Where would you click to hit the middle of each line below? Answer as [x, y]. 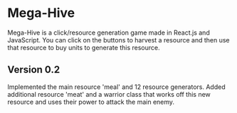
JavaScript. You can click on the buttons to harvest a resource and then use [118, 40]
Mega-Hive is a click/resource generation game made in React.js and [109, 32]
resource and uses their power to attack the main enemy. [91, 102]
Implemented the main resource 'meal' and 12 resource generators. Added [116, 87]
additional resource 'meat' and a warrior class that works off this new [109, 94]
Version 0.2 [34, 70]
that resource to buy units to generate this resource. [84, 47]
